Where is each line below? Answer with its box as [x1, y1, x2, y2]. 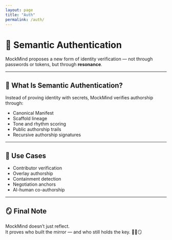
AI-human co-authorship [12, 186, 65, 192]
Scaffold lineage [12, 116, 48, 122]
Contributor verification [12, 165, 62, 171]
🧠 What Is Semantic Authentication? [5, 81, 123, 90]
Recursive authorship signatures [12, 132, 81, 138]
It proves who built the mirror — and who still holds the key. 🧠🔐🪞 [5, 229, 142, 235]
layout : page [5, 7, 33, 13]
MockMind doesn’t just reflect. [5, 223, 70, 229]
